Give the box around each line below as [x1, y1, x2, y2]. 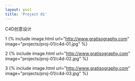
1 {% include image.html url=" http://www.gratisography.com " [5, 35, 130, 42]
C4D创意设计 [5, 26, 32, 32]
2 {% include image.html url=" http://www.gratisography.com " [5, 50, 131, 56]
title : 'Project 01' [5, 12, 48, 17]
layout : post [5, 7, 32, 12]
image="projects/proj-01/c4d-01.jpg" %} [5, 41, 88, 47]
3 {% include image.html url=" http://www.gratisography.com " [5, 65, 131, 71]
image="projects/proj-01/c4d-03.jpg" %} [5, 70, 89, 76]
